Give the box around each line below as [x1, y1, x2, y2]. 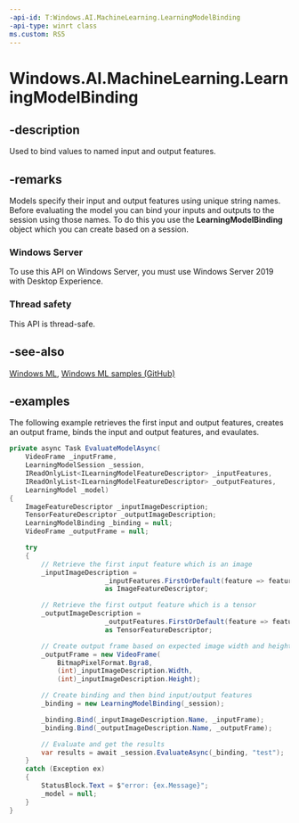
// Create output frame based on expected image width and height [41, 641, 293, 651]
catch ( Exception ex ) [25, 764, 105, 774]
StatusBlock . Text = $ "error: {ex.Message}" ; [41, 781, 209, 790]
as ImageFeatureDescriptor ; [104, 585, 209, 594]
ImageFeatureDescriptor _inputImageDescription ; [25, 502, 209, 511]
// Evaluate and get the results [41, 739, 166, 749]
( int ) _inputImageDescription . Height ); [56, 675, 201, 684]
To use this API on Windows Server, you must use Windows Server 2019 [9, 267, 274, 277]
